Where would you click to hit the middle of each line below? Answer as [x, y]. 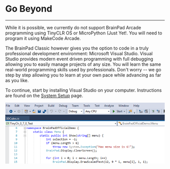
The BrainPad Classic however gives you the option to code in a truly [77, 48]
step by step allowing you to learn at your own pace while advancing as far [83, 75]
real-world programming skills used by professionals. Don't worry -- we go [83, 69]
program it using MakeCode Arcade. [43, 38]
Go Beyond [29, 9]
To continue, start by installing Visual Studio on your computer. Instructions [83, 90]
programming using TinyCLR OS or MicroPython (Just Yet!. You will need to [84, 33]
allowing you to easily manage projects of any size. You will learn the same [83, 64]
